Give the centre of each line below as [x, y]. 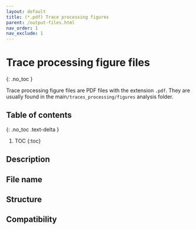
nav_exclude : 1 [25, 34]
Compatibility [31, 220]
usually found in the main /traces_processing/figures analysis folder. [90, 97]
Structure [24, 200]
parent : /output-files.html [41, 22]
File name [24, 180]
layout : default [26, 11]
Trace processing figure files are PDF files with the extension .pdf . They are [98, 91]
